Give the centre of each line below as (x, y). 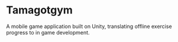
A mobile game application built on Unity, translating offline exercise (89, 26)
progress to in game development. (48, 32)
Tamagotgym (39, 10)
